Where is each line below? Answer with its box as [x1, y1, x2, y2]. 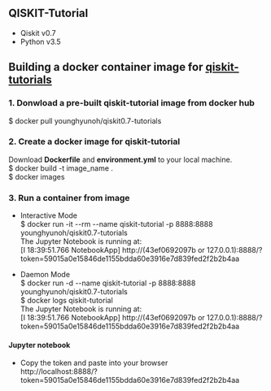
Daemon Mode [20, 270, 71, 280]
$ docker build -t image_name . [8, 163, 114, 173]
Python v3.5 [20, 37, 61, 46]
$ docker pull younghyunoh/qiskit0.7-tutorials [8, 115, 162, 125]
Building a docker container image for [8, 60, 203, 74]
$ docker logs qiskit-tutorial [20, 296, 114, 306]
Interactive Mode [20, 211, 78, 220]
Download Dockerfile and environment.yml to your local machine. [8, 154, 233, 164]
